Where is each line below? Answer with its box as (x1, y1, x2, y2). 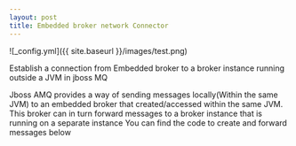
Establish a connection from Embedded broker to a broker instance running (9, 63, 285, 73)
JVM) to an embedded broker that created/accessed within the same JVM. (9, 98, 284, 109)
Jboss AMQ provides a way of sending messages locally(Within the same (9, 89, 278, 100)
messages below (9, 127, 71, 137)
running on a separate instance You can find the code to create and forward (9, 117, 287, 128)
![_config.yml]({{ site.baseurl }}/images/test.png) (9, 45, 188, 56)
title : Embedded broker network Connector (9, 21, 169, 30)
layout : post (9, 12, 58, 22)
